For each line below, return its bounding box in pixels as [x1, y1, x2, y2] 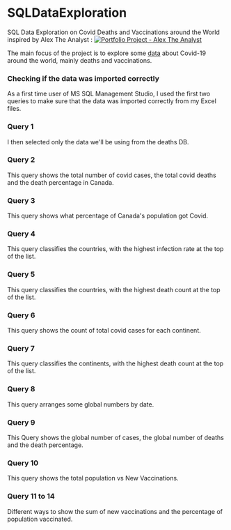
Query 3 [7, 195, 35, 205]
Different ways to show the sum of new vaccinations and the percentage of [7, 507, 223, 515]
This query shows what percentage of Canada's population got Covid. [7, 211, 209, 220]
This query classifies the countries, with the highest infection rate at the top [7, 245, 224, 253]
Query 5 [7, 270, 35, 280]
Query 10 [7, 458, 39, 468]
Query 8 [7, 384, 35, 394]
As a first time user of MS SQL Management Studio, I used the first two [7, 89, 211, 98]
